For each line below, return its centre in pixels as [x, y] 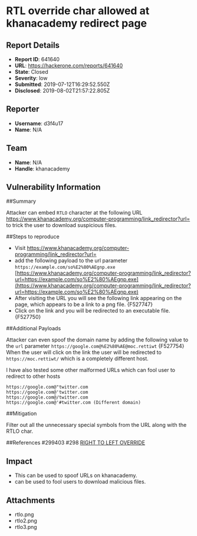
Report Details [33, 45]
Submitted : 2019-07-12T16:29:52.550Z [62, 84]
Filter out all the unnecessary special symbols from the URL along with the [96, 425]
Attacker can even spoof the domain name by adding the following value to [97, 340]
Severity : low [31, 78]
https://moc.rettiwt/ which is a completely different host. [77, 359]
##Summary [21, 201]
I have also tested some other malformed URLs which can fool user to [91, 370]
